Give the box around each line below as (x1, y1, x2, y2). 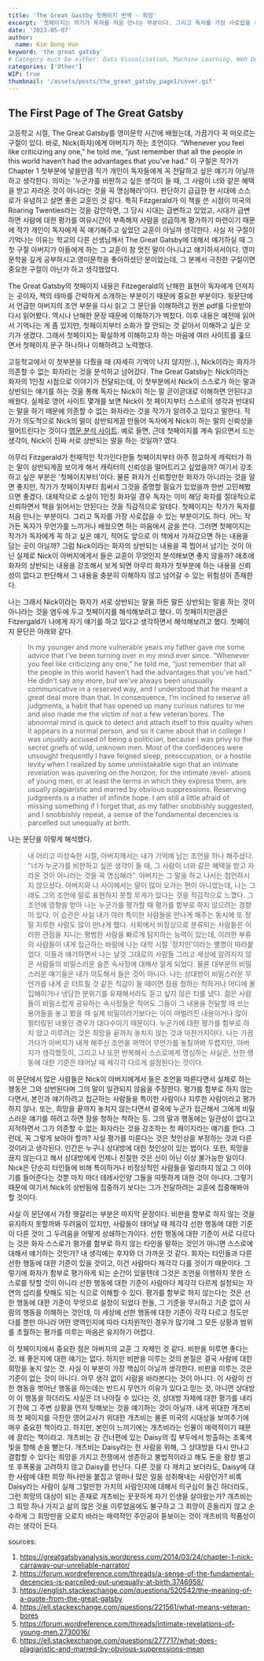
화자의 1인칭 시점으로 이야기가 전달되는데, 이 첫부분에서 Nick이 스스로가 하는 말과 (8, 377, 256, 387)
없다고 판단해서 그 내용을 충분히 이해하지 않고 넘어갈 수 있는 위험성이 (22, 571, 233, 580)
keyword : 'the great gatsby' (8, 48, 104, 56)
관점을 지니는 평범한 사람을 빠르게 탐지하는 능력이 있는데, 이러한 (42, 930, 237, 939)
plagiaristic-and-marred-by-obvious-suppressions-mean (19, 1644, 204, 1654)
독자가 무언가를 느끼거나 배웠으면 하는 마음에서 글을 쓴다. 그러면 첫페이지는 (22, 521, 251, 531)
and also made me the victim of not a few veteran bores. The (27, 709, 225, 719)
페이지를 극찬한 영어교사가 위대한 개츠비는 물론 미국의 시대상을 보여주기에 (24, 1413, 250, 1422)
